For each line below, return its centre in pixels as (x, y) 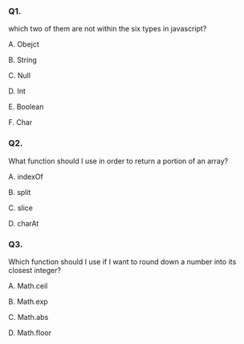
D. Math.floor (30, 333)
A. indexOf (26, 176)
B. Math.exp (28, 301)
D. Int (17, 91)
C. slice (21, 208)
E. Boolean (26, 107)
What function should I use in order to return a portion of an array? (118, 161)
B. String (23, 60)
